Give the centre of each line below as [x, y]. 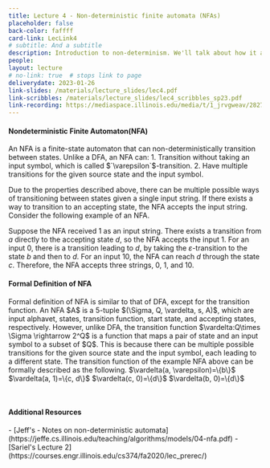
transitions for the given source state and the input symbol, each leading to [133, 352]
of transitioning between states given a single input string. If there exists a [131, 198]
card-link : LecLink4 [43, 38]
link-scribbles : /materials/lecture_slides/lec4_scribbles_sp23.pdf [125, 98]
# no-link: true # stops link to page [75, 75]
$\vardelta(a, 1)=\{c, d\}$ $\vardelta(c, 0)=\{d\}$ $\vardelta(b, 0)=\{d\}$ [127, 378]
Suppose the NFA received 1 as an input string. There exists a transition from [135, 231]
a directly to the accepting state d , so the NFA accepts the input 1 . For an [129, 240]
